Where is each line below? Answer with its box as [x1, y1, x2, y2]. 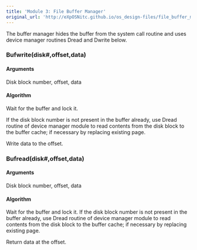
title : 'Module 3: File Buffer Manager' [6, 8, 107, 15]
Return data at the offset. [6, 238, 66, 246]
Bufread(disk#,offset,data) [6, 155, 85, 163]
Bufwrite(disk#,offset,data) [6, 51, 87, 59]
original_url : [6, 14, 41, 20]
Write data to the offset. [6, 140, 63, 147]
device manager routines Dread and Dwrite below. [6, 36, 127, 43]
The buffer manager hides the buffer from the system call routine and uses [6, 30, 186, 37]
